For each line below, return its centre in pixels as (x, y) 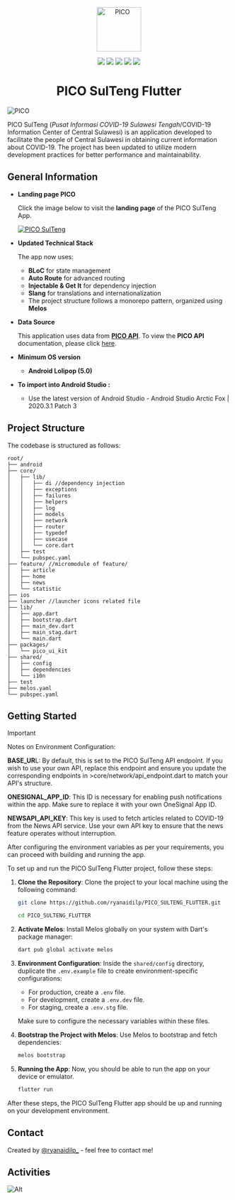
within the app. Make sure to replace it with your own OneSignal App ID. (112, 804)
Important (22, 733)
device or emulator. (46, 1076)
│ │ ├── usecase (38, 539)
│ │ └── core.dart (41, 545)
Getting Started (42, 716)
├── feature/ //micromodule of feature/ (68, 564)
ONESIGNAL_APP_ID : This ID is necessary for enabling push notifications (115, 797)
